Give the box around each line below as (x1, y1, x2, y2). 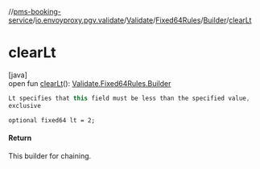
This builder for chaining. (8, 150, 92, 160)
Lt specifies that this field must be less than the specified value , (8, 94, 250, 102)
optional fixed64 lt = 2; (8, 116, 95, 124)
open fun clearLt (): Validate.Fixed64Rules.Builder (8, 78, 171, 88)
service (8, 15, 34, 25)
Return (8, 133, 32, 143)
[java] (8, 70, 28, 80)
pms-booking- (13, 7, 62, 16)
